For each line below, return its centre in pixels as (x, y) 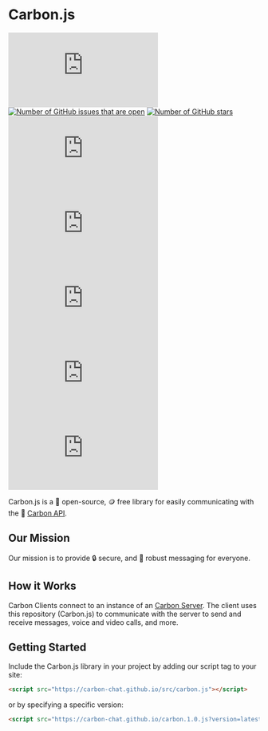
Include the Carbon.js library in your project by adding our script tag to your (132, 666)
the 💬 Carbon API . (38, 513)
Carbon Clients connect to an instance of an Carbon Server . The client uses (132, 605)
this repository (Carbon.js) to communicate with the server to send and (125, 614)
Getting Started (47, 647)
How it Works (42, 586)
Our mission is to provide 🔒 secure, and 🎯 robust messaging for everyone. (130, 558)
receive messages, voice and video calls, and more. (93, 622)
